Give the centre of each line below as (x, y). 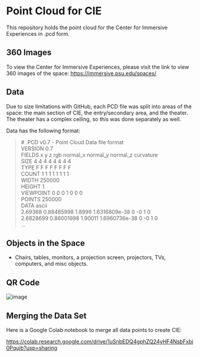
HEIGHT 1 (33, 187)
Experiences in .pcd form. (38, 33)
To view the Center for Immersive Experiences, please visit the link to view (98, 67)
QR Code (23, 282)
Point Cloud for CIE (54, 11)
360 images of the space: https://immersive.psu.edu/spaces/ (81, 73)
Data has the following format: (43, 131)
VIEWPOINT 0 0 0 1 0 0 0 (52, 193)
